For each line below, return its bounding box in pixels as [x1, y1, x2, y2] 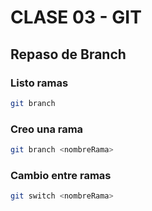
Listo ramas [10, 76, 69, 90]
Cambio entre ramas [10, 168, 112, 182]
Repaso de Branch [10, 46, 127, 63]
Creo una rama [10, 122, 84, 136]
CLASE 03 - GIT [10, 6, 142, 29]
